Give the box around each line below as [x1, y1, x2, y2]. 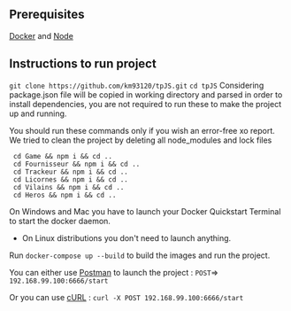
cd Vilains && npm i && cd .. [12, 183, 125, 191]
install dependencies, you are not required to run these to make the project [9, 98, 281, 109]
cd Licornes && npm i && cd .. [12, 175, 128, 184]
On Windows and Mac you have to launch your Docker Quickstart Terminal [9, 206, 281, 216]
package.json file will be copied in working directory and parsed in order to [9, 89, 283, 100]
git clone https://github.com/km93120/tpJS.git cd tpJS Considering [9, 80, 264, 90]
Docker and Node [9, 30, 73, 41]
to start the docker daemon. [9, 215, 111, 226]
